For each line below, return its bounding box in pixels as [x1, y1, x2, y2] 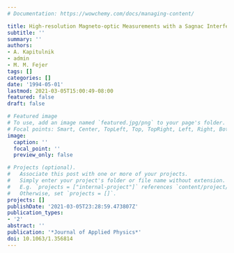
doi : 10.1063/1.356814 [7, 235, 73, 242]
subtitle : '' [7, 29, 45, 36]
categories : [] [7, 74, 52, 81]
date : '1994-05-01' [7, 81, 64, 88]
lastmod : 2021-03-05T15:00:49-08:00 [7, 88, 114, 95]
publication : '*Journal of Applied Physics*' [7, 229, 141, 236]
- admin [7, 55, 30, 63]
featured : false [7, 94, 54, 101]
